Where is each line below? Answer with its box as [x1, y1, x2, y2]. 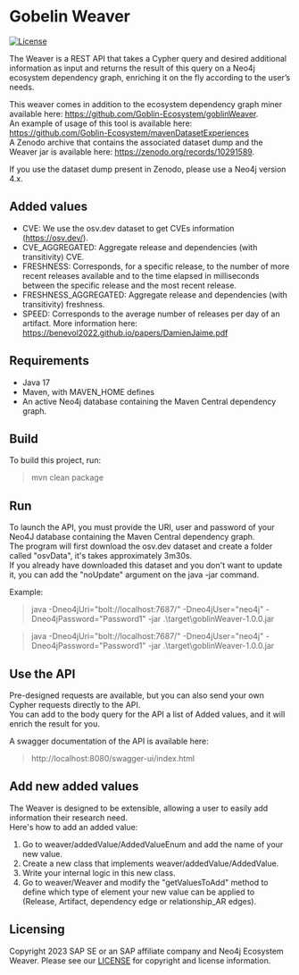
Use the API [9, 666, 76, 681]
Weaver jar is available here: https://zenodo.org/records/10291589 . [9, 146, 255, 157]
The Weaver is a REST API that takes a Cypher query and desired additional [9, 53, 287, 63]
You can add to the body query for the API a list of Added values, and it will [9, 709, 286, 719]
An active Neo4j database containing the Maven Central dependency [21, 396, 277, 407]
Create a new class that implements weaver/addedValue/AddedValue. [21, 858, 279, 869]
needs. [9, 81, 35, 92]
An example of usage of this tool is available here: [9, 118, 193, 129]
